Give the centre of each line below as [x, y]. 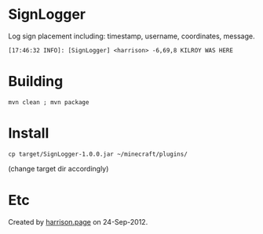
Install [29, 133]
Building [36, 82]
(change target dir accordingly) [58, 168]
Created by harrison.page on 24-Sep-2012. [78, 221]
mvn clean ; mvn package [49, 102]
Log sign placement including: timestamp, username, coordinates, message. [131, 36]
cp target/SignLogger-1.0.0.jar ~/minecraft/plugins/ [98, 154]
